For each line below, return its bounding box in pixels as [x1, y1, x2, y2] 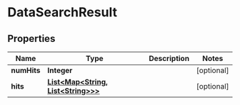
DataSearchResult [7, 4, 118, 21]
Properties [7, 33, 56, 45]
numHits [11, 65, 41, 75]
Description [149, 54, 190, 63]
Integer [47, 65, 73, 75]
